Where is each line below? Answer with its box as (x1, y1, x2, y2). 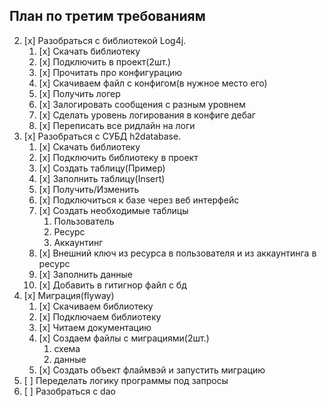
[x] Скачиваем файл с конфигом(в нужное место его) (38, 77, 268, 89)
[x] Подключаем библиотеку (38, 310, 162, 323)
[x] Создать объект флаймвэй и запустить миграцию (38, 364, 266, 376)
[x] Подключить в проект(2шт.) (38, 55, 172, 68)
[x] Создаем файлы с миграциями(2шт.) (38, 332, 210, 344)
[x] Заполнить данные (38, 268, 133, 280)
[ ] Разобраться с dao (23, 385, 116, 397)
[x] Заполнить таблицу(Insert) (38, 172, 166, 184)
